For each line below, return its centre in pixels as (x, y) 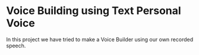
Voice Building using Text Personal (94, 11)
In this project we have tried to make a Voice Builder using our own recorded (100, 39)
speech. (16, 46)
